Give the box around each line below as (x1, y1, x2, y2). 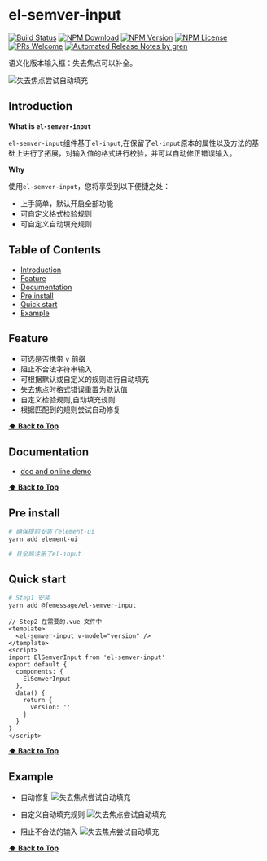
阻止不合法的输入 (20, 827, 78, 837)
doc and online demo (20, 467, 92, 477)
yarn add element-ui (8, 535, 79, 543)
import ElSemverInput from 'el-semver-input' (8, 653, 165, 661)
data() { (15, 689, 46, 697)
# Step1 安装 (8, 594, 50, 602)
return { (23, 696, 53, 705)
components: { (15, 668, 63, 676)
